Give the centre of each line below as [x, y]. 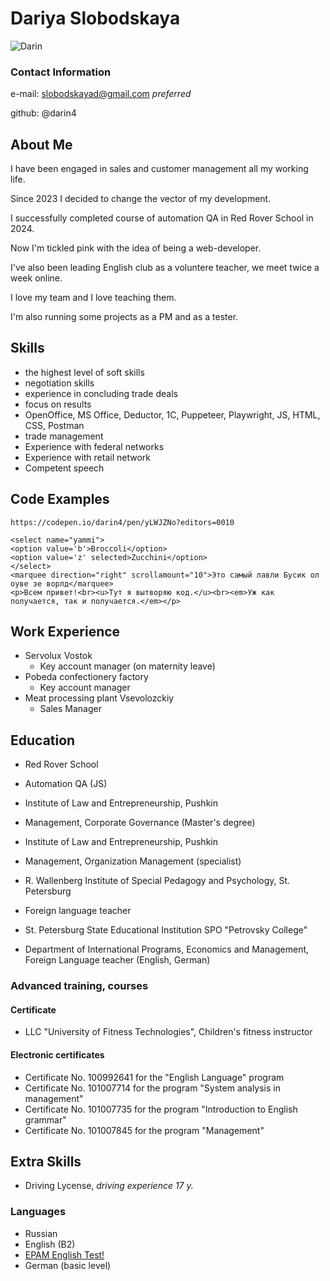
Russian [41, 1233]
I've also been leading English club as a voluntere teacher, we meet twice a [165, 268]
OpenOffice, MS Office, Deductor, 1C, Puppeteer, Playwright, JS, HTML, [172, 414]
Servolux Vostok [58, 656]
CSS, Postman [54, 425]
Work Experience [65, 632]
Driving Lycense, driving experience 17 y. [109, 1186]
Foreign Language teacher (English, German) [117, 960]
